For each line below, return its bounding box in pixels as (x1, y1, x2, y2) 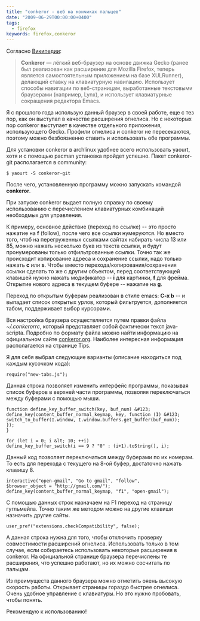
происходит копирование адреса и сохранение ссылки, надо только (6, 255, 182, 263)
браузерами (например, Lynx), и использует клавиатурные (20, 91, 172, 98)
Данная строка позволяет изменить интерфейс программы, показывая (6, 382, 189, 390)
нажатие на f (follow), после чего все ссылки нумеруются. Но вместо (6, 230, 184, 237)
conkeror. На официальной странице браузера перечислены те (6, 553, 167, 560)
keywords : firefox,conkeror (6, 31, 76, 37)
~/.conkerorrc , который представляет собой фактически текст (6, 323, 165, 330)
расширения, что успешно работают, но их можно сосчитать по (6, 559, 170, 566)
